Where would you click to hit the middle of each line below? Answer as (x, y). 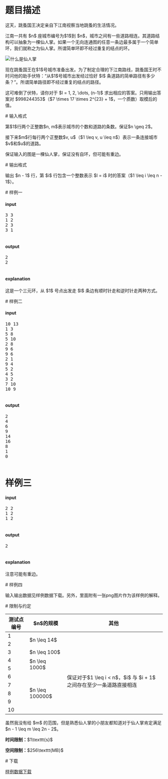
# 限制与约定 (18, 606)
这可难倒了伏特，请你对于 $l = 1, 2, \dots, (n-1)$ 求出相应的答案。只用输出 (81, 93)
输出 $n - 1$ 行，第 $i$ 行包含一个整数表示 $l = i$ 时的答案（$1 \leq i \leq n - (84, 175)
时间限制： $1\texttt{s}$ (29, 739)
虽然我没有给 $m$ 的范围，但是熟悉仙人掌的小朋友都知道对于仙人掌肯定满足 (83, 722)
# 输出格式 (16, 165)
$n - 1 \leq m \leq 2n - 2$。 (33, 729)
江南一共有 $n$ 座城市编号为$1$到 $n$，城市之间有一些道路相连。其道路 (80, 36)
